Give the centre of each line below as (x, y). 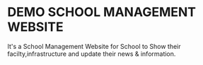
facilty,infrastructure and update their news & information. (92, 54)
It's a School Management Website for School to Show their (94, 46)
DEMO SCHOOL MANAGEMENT (102, 12)
